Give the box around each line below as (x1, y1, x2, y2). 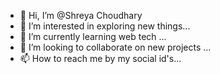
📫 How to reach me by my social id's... (19, 53, 182, 64)
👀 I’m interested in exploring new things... (19, 20, 191, 32)
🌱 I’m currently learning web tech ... (19, 31, 167, 42)
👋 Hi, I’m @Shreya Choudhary (19, 10, 143, 21)
